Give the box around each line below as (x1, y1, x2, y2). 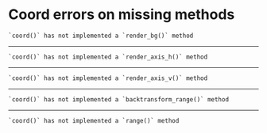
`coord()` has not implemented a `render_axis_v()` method (8, 74, 208, 82)
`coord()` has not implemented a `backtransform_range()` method (8, 95, 229, 104)
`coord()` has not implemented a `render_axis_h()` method (8, 53, 208, 61)
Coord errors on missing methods (8, 6, 235, 24)
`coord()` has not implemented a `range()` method (8, 116, 180, 124)
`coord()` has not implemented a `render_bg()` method (8, 32, 194, 40)
